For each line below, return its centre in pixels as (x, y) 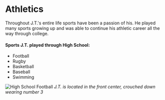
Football (21, 56)
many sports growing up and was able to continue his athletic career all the (82, 28)
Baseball (21, 72)
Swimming (23, 77)
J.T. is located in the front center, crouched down (105, 87)
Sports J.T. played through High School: (47, 45)
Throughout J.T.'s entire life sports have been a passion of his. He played (80, 23)
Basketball (23, 67)
